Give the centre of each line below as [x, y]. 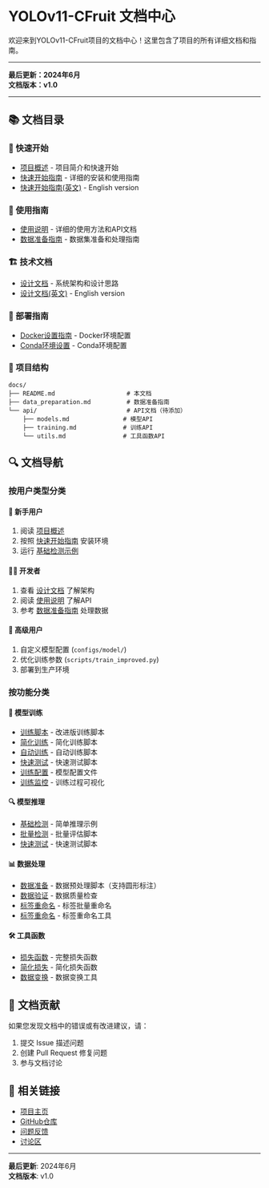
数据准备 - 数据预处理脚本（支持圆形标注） [90, 886]
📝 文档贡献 [34, 1005]
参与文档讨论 [41, 1063]
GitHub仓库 [38, 1121]
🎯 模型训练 [26, 713]
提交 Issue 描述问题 [52, 1043]
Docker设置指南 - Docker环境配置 [75, 335]
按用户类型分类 [37, 491]
